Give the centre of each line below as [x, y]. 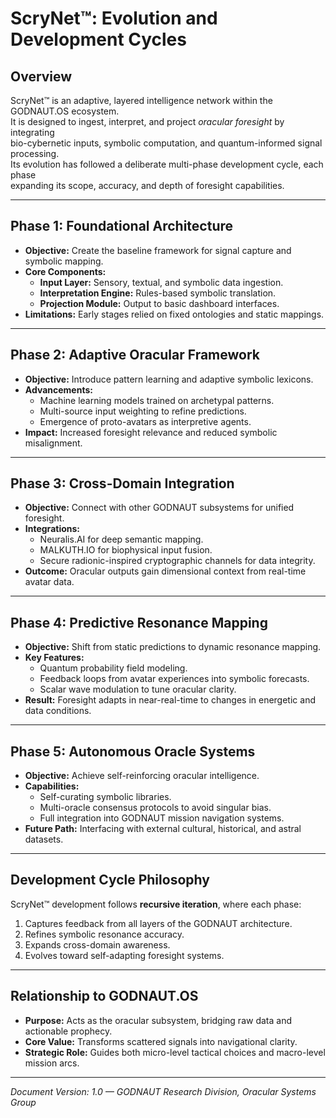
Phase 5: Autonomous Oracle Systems [133, 751]
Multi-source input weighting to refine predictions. [143, 411]
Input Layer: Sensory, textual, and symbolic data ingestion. [161, 282]
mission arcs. [52, 1063]
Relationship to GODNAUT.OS [104, 996]
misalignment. [53, 443]
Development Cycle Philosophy [110, 880]
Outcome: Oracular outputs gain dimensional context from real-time [165, 571]
